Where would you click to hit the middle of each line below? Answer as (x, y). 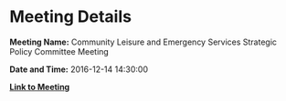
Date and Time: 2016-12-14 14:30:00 (79, 69)
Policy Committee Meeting (59, 51)
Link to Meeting (40, 86)
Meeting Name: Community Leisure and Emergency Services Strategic (143, 42)
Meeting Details (71, 17)
